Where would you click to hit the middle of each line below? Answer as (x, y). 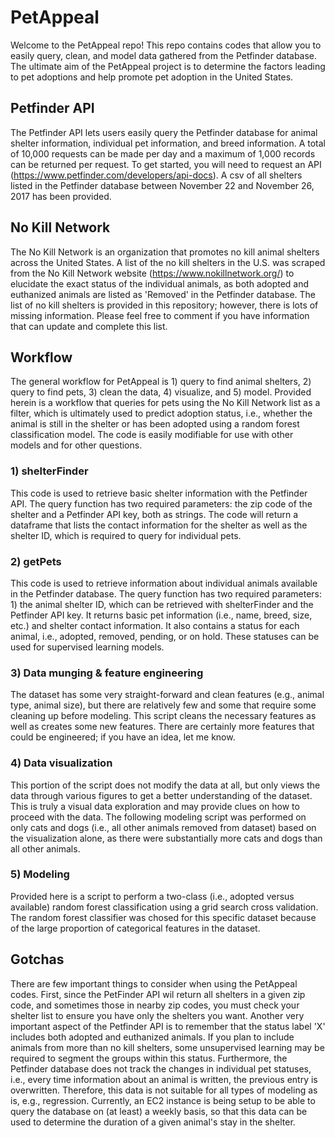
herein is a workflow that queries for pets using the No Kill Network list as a (165, 403)
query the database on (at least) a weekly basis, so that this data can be (159, 1111)
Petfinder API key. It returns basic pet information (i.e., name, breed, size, (161, 615)
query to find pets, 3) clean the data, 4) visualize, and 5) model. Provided (161, 392)
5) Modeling (40, 874)
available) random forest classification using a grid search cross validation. (164, 907)
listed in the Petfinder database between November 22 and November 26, (162, 185)
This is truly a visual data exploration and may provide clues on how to (155, 806)
